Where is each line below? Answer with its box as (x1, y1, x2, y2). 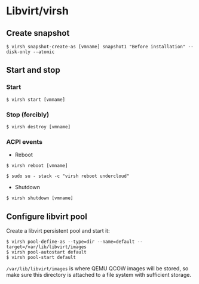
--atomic (32, 49, 55, 55)
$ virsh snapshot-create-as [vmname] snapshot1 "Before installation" (6, 44, 186, 50)
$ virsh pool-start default (6, 255, 76, 261)
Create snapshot (6, 28, 70, 38)
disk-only (6, 49, 31, 55)
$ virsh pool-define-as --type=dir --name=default (6, 239, 135, 245)
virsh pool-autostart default (11, 249, 87, 255)
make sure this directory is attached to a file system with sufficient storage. (6, 271, 191, 279)
